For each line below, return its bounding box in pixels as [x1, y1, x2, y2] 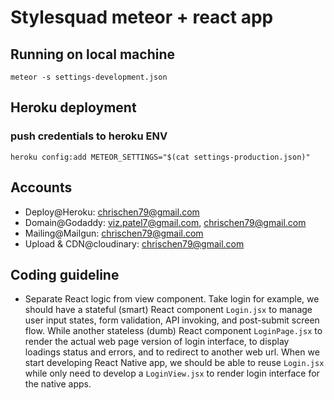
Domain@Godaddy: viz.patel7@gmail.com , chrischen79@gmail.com [24, 216, 307, 228]
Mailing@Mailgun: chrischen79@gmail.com [24, 227, 204, 239]
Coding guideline [10, 266, 120, 283]
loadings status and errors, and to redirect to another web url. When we [24, 346, 320, 358]
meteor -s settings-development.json [10, 72, 168, 82]
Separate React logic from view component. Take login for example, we [24, 293, 320, 305]
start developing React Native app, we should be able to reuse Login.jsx [24, 357, 325, 369]
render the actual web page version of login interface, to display [24, 336, 290, 348]
